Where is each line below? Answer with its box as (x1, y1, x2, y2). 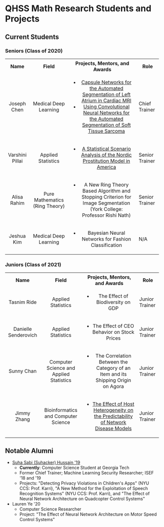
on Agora (102, 383, 124, 390)
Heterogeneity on (93, 407, 134, 414)
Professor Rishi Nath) (82, 212, 131, 219)
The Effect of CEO (92, 323, 134, 329)
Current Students (5, 33, 60, 41)
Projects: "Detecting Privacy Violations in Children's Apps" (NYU (19, 480, 149, 486)
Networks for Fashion (82, 235, 131, 242)
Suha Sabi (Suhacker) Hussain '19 (12, 459, 81, 465)
